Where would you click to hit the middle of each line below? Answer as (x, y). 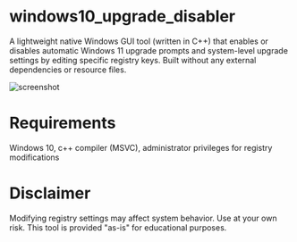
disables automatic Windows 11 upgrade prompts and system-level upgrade (149, 50)
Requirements (63, 123)
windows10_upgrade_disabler (122, 17)
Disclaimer (50, 193)
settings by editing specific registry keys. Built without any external (133, 60)
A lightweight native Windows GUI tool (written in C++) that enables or (139, 41)
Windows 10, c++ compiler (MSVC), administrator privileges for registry (141, 147)
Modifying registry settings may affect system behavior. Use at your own (143, 218)
